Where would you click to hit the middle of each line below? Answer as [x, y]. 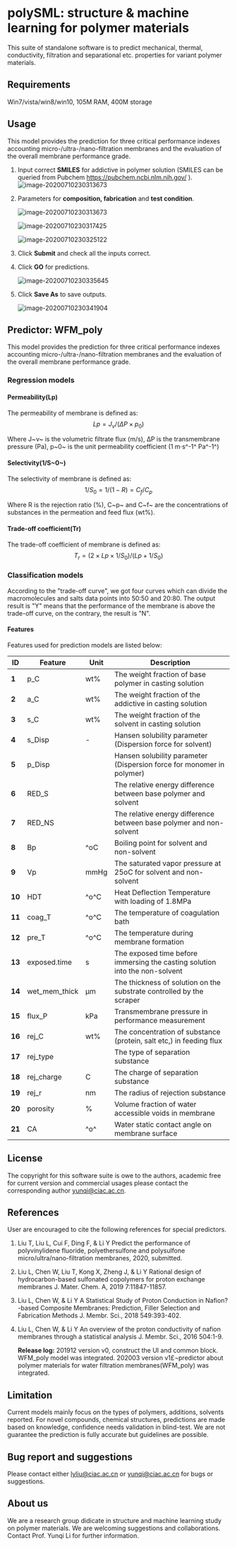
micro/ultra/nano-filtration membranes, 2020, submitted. [100, 1258]
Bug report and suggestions [70, 1457]
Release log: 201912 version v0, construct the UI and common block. [118, 1351]
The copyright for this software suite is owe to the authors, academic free [114, 1175]
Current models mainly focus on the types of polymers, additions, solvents [116, 1412]
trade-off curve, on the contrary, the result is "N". [79, 613]
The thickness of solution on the [167, 982]
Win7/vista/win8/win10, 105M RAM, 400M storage [80, 102]
